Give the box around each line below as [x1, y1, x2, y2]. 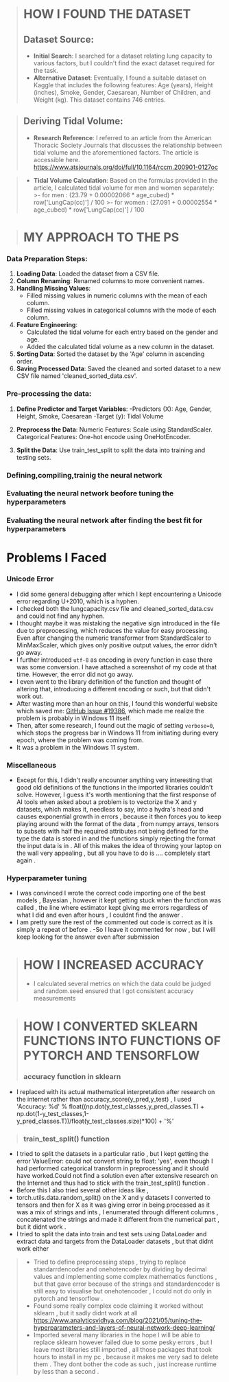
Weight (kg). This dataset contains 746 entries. [33, 96, 166, 104]
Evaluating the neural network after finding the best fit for [6, 515, 203, 525]
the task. [33, 67, 59, 74]
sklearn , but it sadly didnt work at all [33, 1309, 138, 1317]
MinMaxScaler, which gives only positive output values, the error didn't [16, 640, 217, 649]
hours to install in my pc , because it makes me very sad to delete [33, 1353, 219, 1361]
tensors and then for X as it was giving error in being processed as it [16, 1201, 210, 1209]
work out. [16, 692, 44, 700]
